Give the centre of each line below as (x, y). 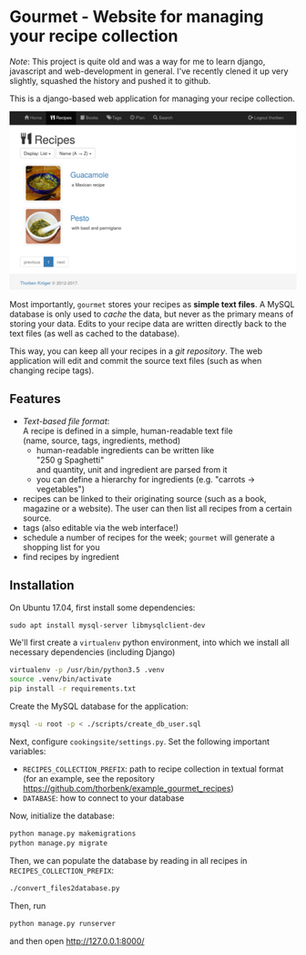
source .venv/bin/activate (61, 680)
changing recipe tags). (52, 370)
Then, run (28, 906)
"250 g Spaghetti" (70, 460)
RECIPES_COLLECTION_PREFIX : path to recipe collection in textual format (153, 769)
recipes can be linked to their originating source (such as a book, (144, 498)
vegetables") (60, 489)
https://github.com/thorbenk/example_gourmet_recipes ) (128, 789)
